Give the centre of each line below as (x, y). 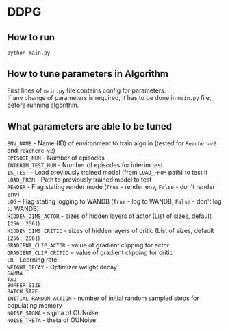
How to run (31, 37)
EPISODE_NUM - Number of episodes (56, 158)
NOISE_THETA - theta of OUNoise (52, 320)
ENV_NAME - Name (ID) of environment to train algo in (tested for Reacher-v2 (112, 143)
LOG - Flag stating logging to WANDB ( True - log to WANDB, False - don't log (114, 201)
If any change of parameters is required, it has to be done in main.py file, (109, 97)
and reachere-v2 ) (31, 150)
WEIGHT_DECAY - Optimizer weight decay (62, 267)
